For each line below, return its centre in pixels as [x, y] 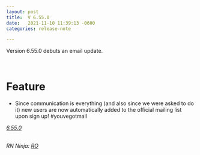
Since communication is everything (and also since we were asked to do [104, 103]
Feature [26, 87]
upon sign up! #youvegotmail [51, 116]
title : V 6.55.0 [28, 17]
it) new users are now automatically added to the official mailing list [98, 110]
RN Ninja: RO [23, 146]
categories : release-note [38, 29]
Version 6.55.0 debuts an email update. [55, 51]
